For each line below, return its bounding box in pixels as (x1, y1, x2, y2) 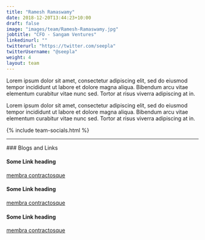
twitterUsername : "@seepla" (6, 49, 78, 55)
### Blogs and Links (6, 144, 58, 151)
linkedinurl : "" (6, 37, 48, 43)
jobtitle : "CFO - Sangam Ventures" (6, 32, 97, 38)
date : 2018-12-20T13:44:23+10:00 (6, 15, 92, 21)
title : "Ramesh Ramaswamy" (6, 9, 75, 15)
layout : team (6, 60, 40, 66)
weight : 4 (6, 54, 32, 60)
